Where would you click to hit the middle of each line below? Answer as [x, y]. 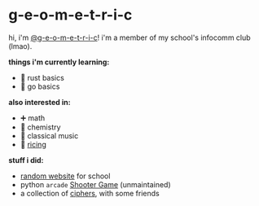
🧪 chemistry [40, 127]
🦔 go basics [40, 86]
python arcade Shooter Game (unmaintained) [95, 184]
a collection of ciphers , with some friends [90, 193]
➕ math [33, 118]
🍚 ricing [33, 144]
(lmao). [20, 46]
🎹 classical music [49, 135]
